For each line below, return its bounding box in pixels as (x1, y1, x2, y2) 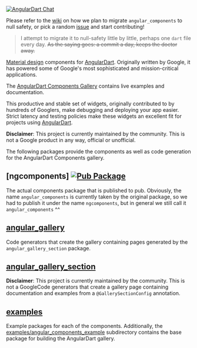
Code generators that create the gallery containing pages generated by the (6, 238, 188, 246)
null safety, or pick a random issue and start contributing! (6, 24, 145, 30)
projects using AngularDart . (6, 119, 73, 126)
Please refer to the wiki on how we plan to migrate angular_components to (6, 17, 183, 24)
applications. (6, 71, 37, 78)
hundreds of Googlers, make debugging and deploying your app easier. (6, 107, 179, 113)
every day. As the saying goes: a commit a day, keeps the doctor (20, 41, 178, 48)
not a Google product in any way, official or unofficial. (6, 137, 136, 144)
